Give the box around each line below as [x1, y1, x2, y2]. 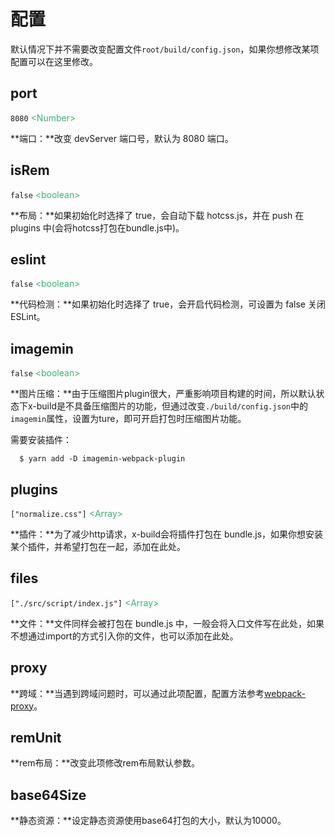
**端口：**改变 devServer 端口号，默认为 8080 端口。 [10, 132, 234, 144]
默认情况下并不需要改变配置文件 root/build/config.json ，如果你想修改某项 [10, 43, 320, 55]
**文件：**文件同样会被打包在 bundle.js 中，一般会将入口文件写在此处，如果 [10, 617, 325, 629]
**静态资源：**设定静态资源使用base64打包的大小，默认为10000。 [10, 815, 287, 827]
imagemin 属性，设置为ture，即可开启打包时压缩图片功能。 [10, 413, 247, 425]
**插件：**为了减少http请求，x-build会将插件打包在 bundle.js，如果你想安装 [10, 528, 324, 540]
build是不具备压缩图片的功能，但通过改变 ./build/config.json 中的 [36, 400, 309, 412]
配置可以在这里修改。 [10, 55, 98, 67]
